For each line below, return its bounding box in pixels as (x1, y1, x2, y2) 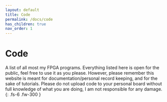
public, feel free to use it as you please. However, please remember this (5, 70, 154, 76)
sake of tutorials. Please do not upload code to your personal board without (5, 81, 162, 87)
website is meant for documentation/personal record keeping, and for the (5, 75, 158, 81)
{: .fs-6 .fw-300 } (5, 91, 41, 97)
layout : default (5, 7, 39, 13)
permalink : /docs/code (5, 17, 53, 22)
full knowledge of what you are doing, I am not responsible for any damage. (5, 86, 162, 92)
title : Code (5, 12, 30, 17)
